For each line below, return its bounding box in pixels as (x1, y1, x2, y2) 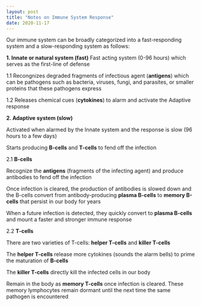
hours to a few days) (6, 132, 57, 140)
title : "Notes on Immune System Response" (6, 14, 114, 20)
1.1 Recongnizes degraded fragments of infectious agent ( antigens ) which (6, 72, 189, 80)
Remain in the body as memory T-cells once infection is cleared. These (6, 280, 184, 287)
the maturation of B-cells (6, 257, 68, 264)
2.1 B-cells (6, 156, 32, 163)
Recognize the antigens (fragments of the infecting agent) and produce (6, 167, 184, 174)
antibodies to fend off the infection (6, 174, 92, 181)
